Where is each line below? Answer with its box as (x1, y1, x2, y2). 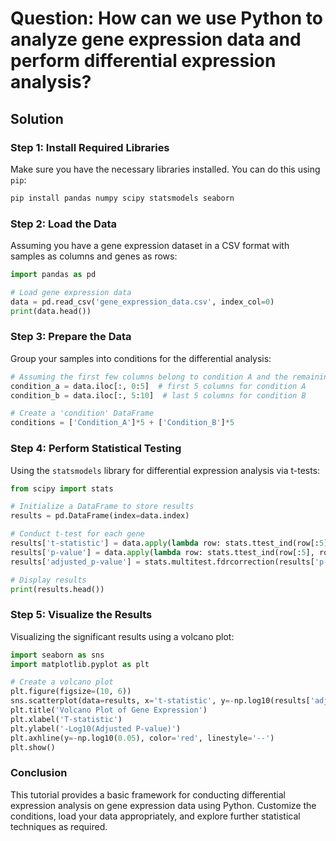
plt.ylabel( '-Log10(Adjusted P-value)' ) (10, 723, 182, 734)
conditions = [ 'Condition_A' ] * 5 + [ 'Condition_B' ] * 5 (10, 418, 235, 428)
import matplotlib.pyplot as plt (10, 659, 150, 669)
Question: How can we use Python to (10, 7, 323, 30)
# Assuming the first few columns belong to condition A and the (10, 372, 288, 382)
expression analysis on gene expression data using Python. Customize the (10, 799, 317, 811)
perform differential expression (10, 50, 277, 72)
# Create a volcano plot (10, 677, 114, 687)
